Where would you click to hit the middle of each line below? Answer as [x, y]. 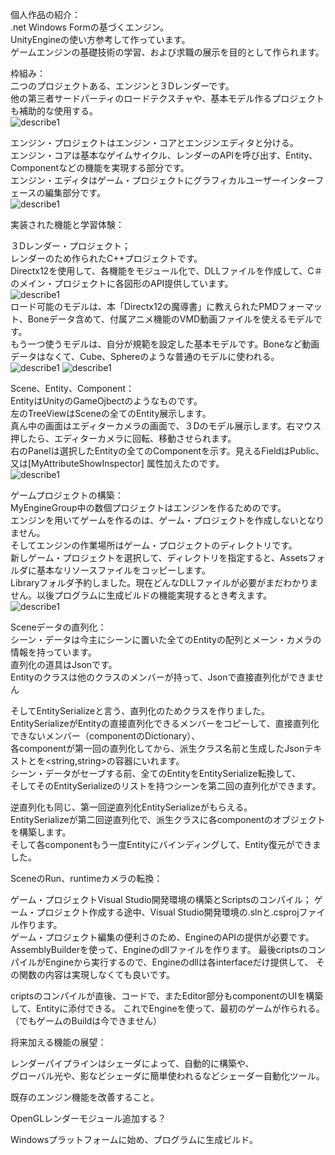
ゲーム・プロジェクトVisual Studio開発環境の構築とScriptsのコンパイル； [161, 899]
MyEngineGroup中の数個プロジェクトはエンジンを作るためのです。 [148, 507]
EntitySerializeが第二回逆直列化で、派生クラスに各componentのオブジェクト [168, 819]
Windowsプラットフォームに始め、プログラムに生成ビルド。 [134, 1139]
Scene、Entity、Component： [72, 388]
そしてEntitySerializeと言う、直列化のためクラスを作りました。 [140, 711]
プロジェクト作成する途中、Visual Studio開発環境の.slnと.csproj [168, 912]
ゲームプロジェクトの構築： [67, 495]
